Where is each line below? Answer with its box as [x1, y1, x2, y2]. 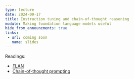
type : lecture [5, 7, 35, 12]
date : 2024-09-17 [5, 12, 41, 17]
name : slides [11, 40, 39, 45]
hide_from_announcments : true [5, 26, 68, 31]
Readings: [5, 53, 26, 59]
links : [5, 30, 19, 35]
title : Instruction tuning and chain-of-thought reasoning [5, 16, 130, 21]
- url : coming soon [7, 35, 48, 40]
